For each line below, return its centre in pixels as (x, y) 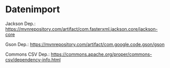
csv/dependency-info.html (33, 59)
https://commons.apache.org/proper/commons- (101, 54)
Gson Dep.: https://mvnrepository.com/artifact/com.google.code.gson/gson (85, 44)
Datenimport (33, 9)
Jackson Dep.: (20, 24)
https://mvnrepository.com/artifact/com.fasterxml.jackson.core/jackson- (82, 29)
